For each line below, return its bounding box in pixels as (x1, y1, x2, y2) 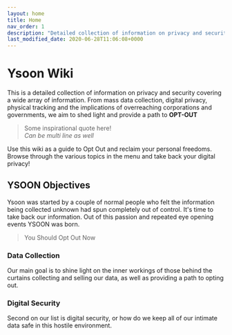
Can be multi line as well (23, 132, 95, 140)
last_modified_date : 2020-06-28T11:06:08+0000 (7, 36, 144, 43)
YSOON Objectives (7, 179, 91, 191)
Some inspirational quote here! (23, 124, 112, 132)
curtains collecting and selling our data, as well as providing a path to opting (7, 274, 224, 282)
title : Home (7, 17, 41, 24)
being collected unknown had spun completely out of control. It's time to (7, 205, 214, 213)
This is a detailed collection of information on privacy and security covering (7, 89, 222, 97)
